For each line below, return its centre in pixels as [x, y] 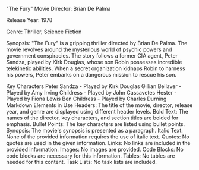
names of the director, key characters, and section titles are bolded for [92, 118]
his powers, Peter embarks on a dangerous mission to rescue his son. [91, 75]
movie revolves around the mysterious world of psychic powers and [89, 49]
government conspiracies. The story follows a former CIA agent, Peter [92, 56]
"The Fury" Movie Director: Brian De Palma [59, 9]
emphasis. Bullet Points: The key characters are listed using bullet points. [96, 124]
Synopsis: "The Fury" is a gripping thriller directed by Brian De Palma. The [97, 43]
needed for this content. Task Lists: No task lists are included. [82, 162]
